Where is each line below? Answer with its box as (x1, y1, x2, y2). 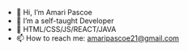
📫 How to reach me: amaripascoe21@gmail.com (15, 33, 180, 43)
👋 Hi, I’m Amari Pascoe (15, 8, 93, 17)
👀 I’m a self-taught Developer (15, 16, 114, 25)
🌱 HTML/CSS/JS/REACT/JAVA (15, 25, 117, 33)
